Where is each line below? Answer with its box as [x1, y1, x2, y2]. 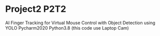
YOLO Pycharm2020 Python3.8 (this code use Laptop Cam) [5, 25, 129, 31]
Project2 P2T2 [5, 3, 66, 15]
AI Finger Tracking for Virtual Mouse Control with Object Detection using [5, 20, 155, 26]
